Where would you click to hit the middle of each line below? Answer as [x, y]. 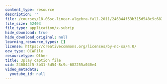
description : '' [22, 14]
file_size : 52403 [23, 23]
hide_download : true [27, 33]
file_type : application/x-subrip [40, 28]
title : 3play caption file [33, 60]
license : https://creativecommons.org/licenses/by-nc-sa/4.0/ [71, 46]
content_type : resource [30, 10]
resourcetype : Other [27, 56]
